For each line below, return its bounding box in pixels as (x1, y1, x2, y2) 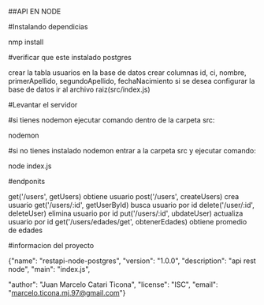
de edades (8, 225, 43, 235)
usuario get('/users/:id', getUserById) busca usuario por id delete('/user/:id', (8, 201, 255, 209)
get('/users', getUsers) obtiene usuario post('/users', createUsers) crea (8, 192, 240, 201)
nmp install (8, 37, 44, 47)
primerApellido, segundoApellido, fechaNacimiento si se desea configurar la (8, 77, 255, 85)
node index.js (8, 161, 52, 171)
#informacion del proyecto (8, 241, 95, 250)
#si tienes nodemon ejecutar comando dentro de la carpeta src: (8, 115, 215, 125)
